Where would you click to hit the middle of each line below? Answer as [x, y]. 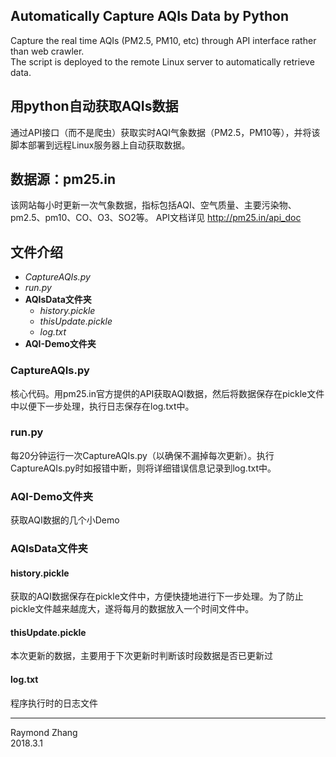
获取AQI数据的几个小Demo [65, 520]
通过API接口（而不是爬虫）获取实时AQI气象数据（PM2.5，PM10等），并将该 [165, 132]
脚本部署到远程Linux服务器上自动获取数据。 [100, 145]
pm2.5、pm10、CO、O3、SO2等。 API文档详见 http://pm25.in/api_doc [156, 218]
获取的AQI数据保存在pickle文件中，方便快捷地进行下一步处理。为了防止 [157, 596]
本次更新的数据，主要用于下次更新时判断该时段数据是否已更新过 [141, 656]
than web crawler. [47, 51]
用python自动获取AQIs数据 [94, 106]
